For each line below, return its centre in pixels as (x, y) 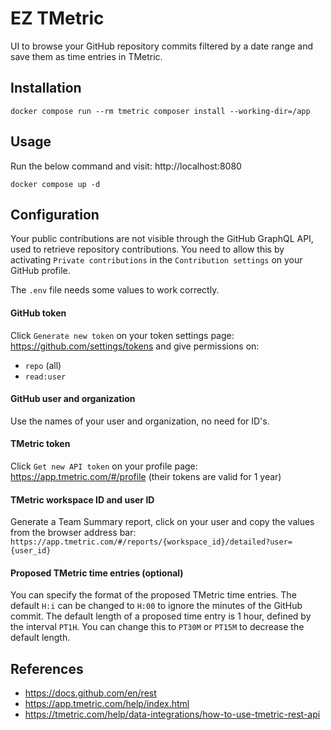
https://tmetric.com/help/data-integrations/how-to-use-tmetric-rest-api (172, 714)
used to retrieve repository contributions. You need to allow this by (147, 249)
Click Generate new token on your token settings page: (122, 335)
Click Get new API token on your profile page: (104, 466)
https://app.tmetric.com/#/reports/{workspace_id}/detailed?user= (151, 542)
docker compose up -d (55, 184)
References (47, 668)
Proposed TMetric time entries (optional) (97, 573)
